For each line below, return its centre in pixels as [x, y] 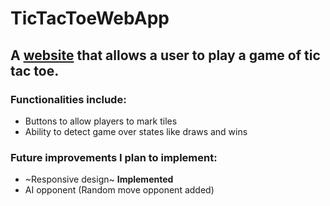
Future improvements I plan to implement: [114, 157]
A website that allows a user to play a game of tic [165, 55]
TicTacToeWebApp [90, 18]
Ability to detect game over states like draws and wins [136, 131]
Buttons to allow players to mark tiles [101, 121]
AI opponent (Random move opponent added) [119, 190]
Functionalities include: [68, 99]
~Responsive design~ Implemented [99, 179]
